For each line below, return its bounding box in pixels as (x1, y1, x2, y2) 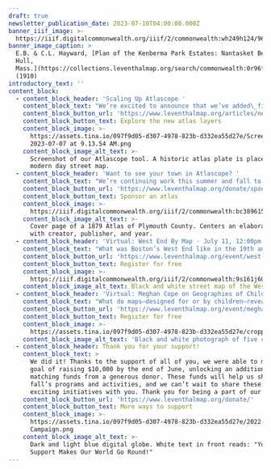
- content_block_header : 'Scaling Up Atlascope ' (15, 95, 186, 103)
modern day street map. (29, 163, 110, 171)
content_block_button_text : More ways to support (23, 403, 194, 411)
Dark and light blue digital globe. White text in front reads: (29, 440, 251, 449)
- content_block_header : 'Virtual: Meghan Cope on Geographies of (15, 290, 244, 298)
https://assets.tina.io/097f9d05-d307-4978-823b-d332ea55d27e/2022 (29, 418, 262, 426)
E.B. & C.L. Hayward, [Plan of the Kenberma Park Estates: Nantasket (15, 49, 254, 57)
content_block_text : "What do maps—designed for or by (23, 298, 211, 306)
